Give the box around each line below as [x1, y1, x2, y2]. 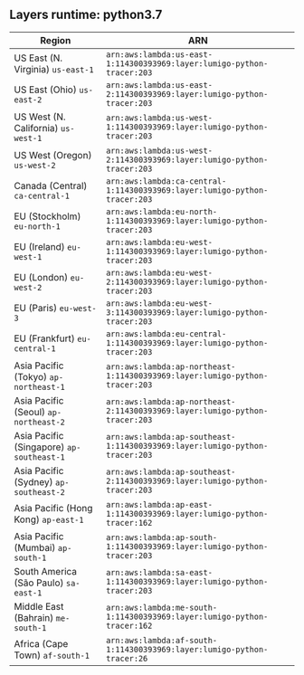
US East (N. [14, 52, 63, 64]
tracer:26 [105, 653, 148, 663]
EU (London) [14, 271, 69, 283]
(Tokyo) [14, 370, 48, 383]
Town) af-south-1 [14, 649, 90, 661]
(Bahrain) [14, 611, 54, 623]
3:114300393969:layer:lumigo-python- [105, 307, 269, 318]
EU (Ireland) [14, 240, 65, 252]
